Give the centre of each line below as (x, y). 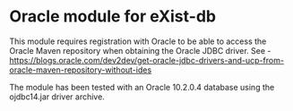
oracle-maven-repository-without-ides (81, 70)
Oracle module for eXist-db (113, 17)
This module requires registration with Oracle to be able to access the (138, 41)
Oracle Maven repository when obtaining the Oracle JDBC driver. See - (140, 50)
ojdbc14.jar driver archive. (57, 97)
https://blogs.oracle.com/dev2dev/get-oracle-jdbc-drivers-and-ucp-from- (147, 60)
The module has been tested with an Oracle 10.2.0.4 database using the (142, 87)
